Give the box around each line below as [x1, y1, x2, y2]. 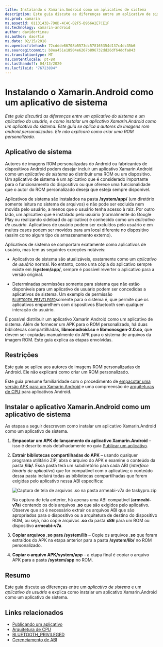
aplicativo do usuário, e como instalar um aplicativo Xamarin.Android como [5, 118, 157, 124]
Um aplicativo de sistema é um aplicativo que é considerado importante [5, 176, 148, 182]
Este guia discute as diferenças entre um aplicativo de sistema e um [5, 584, 142, 590]
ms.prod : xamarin [5, 16, 40, 21]
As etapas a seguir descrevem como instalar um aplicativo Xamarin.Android [5, 423, 156, 429]
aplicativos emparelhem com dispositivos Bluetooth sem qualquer [12, 302, 144, 307]
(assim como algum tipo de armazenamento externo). [5, 232, 113, 238]
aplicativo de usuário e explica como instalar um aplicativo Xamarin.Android [5, 589, 157, 595]
